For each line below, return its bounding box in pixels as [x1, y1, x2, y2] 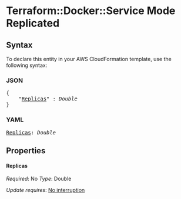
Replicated [6, 16, 60, 30]
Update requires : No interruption [6, 187, 85, 194]
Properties [6, 146, 46, 156]
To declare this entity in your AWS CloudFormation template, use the [6, 56, 172, 62]
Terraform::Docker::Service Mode [6, 4, 176, 18]
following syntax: [6, 62, 48, 69]
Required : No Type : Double [6, 175, 72, 183]
